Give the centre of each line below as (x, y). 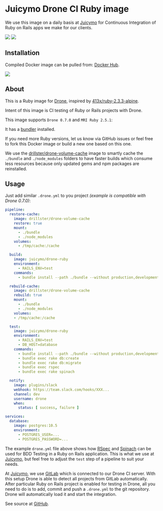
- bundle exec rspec (39, 367)
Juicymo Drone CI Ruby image (67, 9)
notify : (17, 381)
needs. (12, 464)
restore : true (28, 223)
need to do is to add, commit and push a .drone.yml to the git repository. (78, 489)
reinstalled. (16, 168)
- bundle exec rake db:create (48, 358)
